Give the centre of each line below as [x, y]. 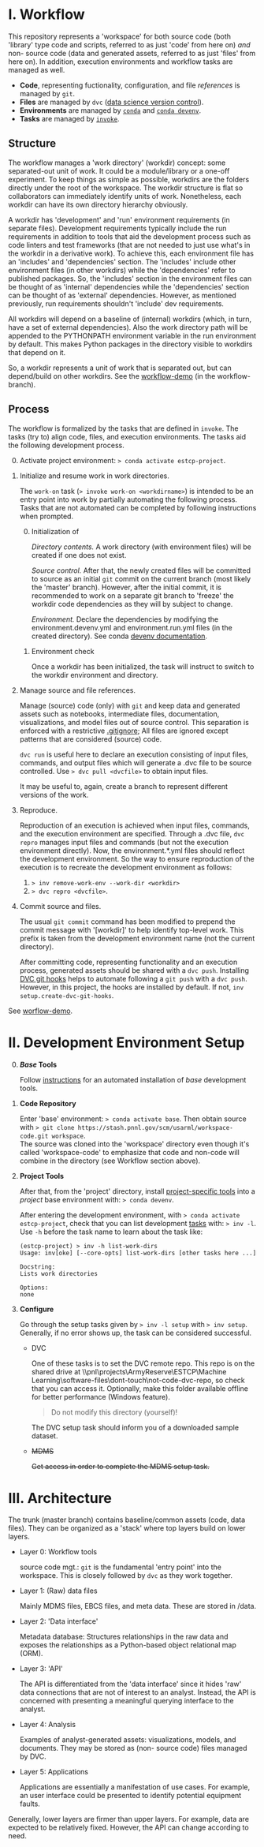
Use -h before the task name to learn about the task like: [111, 1232]
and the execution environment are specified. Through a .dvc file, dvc [132, 833]
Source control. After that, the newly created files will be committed [141, 570]
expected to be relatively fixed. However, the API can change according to [129, 1827]
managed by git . [47, 93]
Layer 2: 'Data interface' [59, 1621]
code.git [34, 1136]
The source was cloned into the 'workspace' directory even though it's [134, 1144]
